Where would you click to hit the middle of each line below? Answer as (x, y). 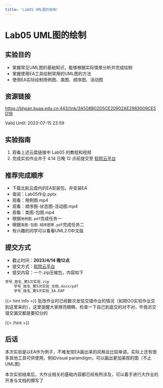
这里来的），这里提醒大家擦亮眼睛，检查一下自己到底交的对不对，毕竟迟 (81, 307)
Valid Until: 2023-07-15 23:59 (35, 123)
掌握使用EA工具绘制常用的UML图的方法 (52, 73)
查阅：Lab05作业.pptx (34, 194)
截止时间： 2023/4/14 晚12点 (41, 260)
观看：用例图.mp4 (30, 200)
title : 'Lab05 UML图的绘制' (32, 10)
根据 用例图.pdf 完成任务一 (37, 219)
